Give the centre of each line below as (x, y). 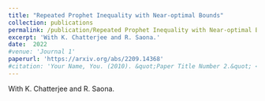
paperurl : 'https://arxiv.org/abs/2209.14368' (86, 60)
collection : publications (50, 23)
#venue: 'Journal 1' (42, 52)
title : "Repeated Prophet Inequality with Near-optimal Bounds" (116, 15)
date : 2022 (28, 45)
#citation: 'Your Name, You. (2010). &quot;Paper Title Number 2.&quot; (130, 67)
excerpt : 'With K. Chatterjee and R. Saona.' (84, 37)
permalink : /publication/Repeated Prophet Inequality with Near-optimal (130, 30)
